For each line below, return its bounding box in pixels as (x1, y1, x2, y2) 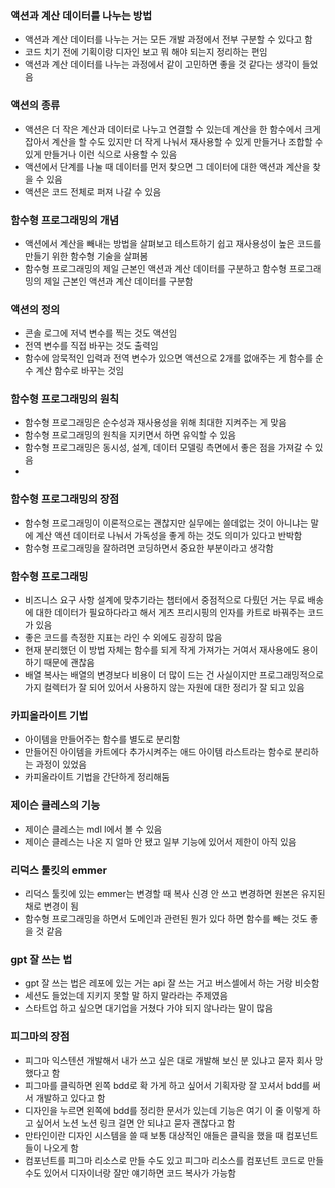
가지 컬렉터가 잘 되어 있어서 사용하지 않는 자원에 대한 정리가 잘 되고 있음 (24, 682, 305, 694)
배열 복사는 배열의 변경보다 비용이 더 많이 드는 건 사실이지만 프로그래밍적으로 (24, 669, 325, 681)
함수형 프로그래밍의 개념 (10, 213, 120, 227)
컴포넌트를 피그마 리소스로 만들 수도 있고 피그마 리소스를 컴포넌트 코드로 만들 (24, 1154, 325, 1166)
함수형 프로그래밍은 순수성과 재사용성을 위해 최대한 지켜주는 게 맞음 (24, 417, 287, 429)
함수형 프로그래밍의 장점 (10, 492, 120, 506)
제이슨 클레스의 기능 (10, 798, 101, 812)
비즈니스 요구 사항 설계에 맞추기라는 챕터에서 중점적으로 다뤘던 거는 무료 (24, 594, 306, 606)
